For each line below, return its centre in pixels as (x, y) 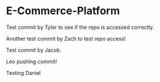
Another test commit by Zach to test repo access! (66, 38)
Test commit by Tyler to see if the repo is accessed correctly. (80, 27)
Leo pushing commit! (32, 61)
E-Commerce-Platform (63, 11)
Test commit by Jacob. (34, 50)
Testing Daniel (24, 73)
